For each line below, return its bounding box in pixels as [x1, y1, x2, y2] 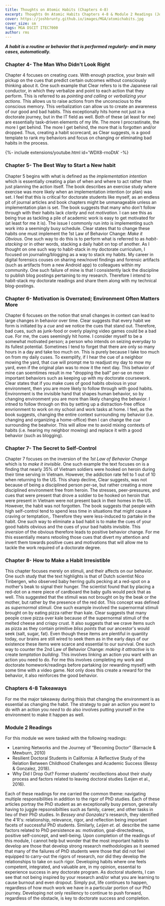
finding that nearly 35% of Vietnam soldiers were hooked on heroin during [5, 467, 156, 472]
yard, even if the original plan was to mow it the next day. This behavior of [5, 364, 155, 370]
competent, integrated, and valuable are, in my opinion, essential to [5, 864, 141, 870]
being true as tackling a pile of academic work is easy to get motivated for [5, 215, 155, 221]
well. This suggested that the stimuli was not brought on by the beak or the [5, 594, 157, 600]
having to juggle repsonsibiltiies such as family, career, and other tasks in [5, 807, 153, 813]
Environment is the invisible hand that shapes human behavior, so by [5, 390, 144, 396]
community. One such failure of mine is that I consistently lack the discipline [5, 267, 159, 273]
